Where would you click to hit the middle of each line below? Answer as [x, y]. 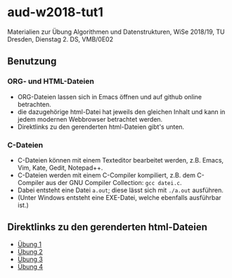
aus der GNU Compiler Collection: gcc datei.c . [114, 182]
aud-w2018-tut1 [56, 12]
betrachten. [34, 104]
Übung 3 [30, 259]
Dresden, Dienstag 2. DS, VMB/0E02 [60, 39]
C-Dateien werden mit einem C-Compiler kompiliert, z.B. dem [106, 175]
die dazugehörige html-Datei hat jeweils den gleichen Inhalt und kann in [121, 112]
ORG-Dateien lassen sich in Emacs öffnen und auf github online [110, 96]
